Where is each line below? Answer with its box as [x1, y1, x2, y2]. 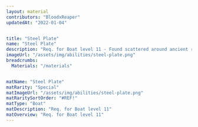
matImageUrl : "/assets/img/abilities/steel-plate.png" [6, 90, 144, 96]
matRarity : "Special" [6, 84, 60, 90]
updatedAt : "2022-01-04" [6, 19, 67, 25]
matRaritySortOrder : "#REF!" [6, 95, 78, 101]
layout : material [6, 8, 49, 15]
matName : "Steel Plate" [6, 79, 65, 84]
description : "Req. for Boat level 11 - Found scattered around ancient [6, 47, 189, 53]
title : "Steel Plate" [6, 35, 60, 41]
